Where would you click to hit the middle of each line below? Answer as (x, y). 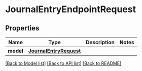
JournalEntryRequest (55, 51)
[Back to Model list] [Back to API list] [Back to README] (63, 63)
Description (100, 42)
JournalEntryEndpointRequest (70, 9)
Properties (22, 28)
